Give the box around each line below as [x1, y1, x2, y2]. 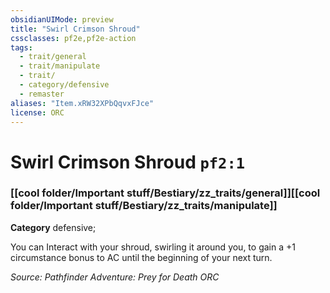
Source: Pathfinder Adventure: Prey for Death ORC [10, 271, 220, 283]
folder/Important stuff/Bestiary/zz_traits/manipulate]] [10, 199, 278, 213]
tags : [10, 42, 33, 53]
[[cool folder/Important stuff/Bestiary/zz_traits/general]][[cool [10, 186, 321, 200]
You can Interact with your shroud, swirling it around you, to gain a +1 [10, 241, 296, 253]
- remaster [19, 89, 65, 99]
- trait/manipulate [19, 61, 101, 71]
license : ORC [10, 107, 65, 118]
